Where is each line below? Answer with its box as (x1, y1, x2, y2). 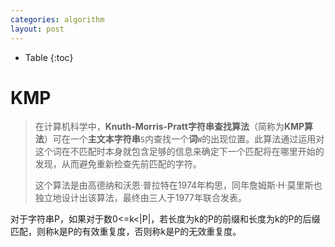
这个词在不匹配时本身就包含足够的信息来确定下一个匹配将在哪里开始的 (34, 146, 325, 158)
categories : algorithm (10, 14, 105, 25)
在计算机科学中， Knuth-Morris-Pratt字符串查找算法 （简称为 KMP (34, 121, 305, 133)
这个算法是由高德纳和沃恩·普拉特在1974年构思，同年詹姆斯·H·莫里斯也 (34, 179, 323, 191)
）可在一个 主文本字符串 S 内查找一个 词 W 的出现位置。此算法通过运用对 (43, 133, 325, 145)
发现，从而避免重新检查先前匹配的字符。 (34, 158, 202, 170)
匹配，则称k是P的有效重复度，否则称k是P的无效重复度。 (10, 226, 242, 238)
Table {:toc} (24, 51, 74, 63)
